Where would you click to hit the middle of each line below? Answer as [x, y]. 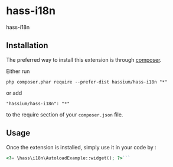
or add [14, 93]
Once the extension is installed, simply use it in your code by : [81, 147]
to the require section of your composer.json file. [65, 114]
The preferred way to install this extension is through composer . [84, 59]
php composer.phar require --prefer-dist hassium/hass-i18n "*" [87, 82]
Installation [27, 46]
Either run [18, 71]
